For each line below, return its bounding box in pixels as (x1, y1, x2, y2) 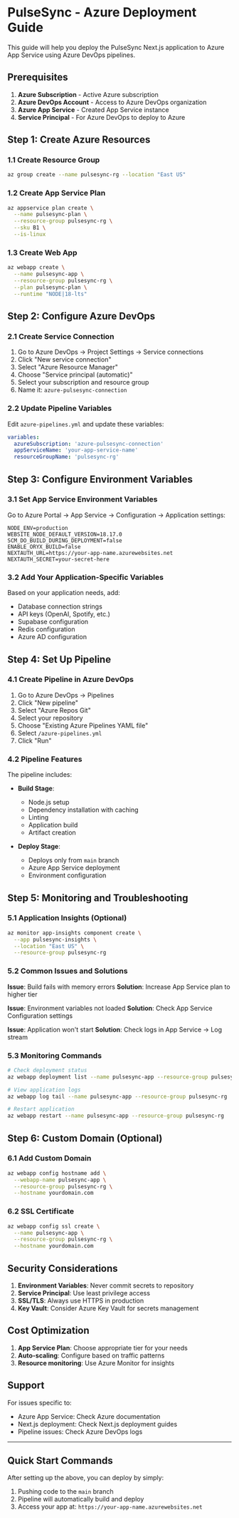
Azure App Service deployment (28, 864, 121, 872)
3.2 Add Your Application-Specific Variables (7, 572, 164, 582)
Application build (28, 821, 78, 830)
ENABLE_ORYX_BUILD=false (7, 543, 81, 550)
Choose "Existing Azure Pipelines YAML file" (17, 721, 149, 730)
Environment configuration (28, 871, 107, 880)
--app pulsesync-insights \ (14, 936, 97, 943)
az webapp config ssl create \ (7, 1223, 100, 1230)
